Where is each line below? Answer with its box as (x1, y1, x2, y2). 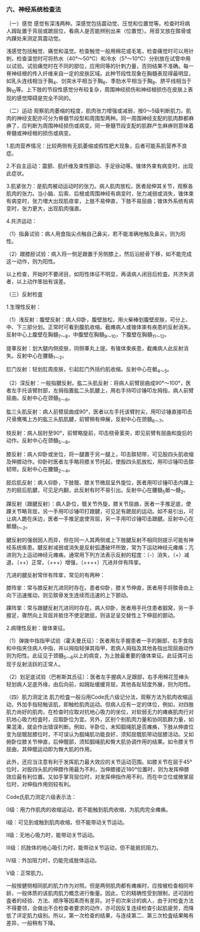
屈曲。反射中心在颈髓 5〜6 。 (6, 394, 73, 403)
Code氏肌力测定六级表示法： (6, 793, 77, 800)
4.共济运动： (6, 217, 37, 224)
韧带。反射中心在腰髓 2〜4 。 (6, 465, 74, 474)
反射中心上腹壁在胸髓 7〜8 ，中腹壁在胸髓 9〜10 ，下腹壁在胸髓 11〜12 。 (6, 331, 170, 340)
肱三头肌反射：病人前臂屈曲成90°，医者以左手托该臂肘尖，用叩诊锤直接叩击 (6, 408, 192, 415)
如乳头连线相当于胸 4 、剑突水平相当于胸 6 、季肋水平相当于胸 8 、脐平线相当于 (6, 78, 192, 86)
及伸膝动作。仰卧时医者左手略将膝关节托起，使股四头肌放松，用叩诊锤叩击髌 (6, 458, 194, 465)
